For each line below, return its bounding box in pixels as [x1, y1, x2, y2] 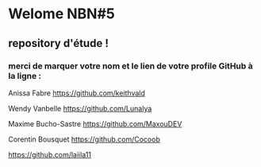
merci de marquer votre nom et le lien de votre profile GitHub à [8, 60, 253, 72]
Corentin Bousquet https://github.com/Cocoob [8, 134, 160, 144]
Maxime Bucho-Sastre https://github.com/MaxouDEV [8, 118, 182, 128]
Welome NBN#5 [8, 5, 115, 23]
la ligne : [8, 70, 42, 81]
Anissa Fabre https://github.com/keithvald [8, 88, 145, 98]
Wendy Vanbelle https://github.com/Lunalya [8, 103, 152, 113]
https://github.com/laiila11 [8, 150, 92, 159]
